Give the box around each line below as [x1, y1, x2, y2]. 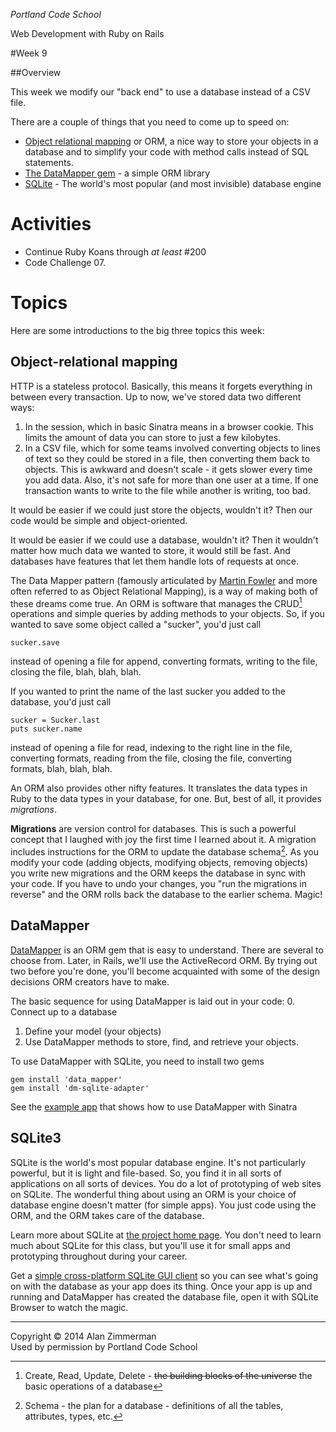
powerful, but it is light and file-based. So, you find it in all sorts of [10, 1167, 283, 1179]
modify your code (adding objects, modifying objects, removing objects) [10, 857, 309, 868]
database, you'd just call [10, 696, 112, 708]
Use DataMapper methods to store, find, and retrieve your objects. [24, 1035, 300, 1048]
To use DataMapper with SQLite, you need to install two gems [10, 1055, 265, 1067]
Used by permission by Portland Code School [10, 1340, 198, 1353]
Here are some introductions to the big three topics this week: [10, 324, 265, 336]
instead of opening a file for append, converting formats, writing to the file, [10, 655, 318, 668]
